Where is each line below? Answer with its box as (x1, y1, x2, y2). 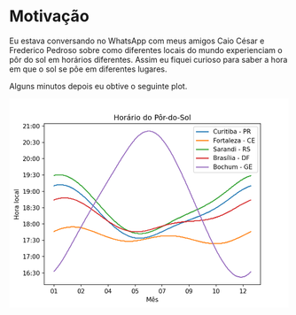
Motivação (9, 6, 90, 27)
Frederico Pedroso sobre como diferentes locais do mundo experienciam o (9, 44, 283, 55)
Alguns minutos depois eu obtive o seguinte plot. (9, 81, 188, 91)
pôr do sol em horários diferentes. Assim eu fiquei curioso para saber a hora (9, 54, 288, 65)
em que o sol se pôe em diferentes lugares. (9, 64, 167, 74)
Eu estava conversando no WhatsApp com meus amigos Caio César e (9, 35, 265, 46)
